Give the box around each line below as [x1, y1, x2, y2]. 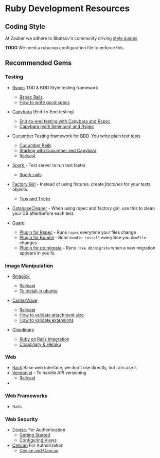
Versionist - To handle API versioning [12, 370, 87, 376]
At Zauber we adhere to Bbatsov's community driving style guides [5, 35, 138, 41]
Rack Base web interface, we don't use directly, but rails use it [12, 365, 137, 371]
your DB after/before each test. [12, 210, 74, 216]
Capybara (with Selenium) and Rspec [19, 123, 94, 129]
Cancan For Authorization [12, 442, 64, 448]
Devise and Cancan [19, 447, 59, 453]
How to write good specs [19, 99, 70, 105]
